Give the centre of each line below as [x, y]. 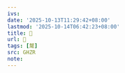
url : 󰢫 [17, 40]
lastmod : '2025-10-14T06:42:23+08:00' [64, 26]
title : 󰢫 [20, 33]
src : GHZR [22, 53]
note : [15, 59]
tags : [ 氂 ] [23, 46]
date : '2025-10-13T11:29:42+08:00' [59, 20]
